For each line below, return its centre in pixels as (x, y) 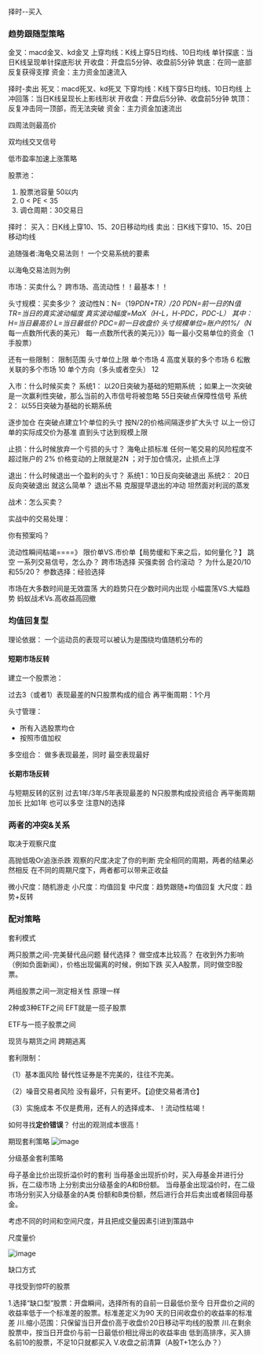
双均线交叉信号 (32, 142)
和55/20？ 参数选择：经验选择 (57, 572)
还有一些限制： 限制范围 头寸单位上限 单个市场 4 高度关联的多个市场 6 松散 (130, 359)
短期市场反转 (29, 659)
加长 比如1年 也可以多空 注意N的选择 (67, 803)
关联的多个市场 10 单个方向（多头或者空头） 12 (84, 370)
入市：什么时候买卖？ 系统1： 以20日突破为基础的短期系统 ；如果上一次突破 (130, 386)
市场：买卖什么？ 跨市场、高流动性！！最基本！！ (88, 287)
